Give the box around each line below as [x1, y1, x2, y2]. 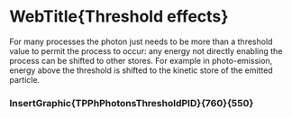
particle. [9, 74, 41, 85]
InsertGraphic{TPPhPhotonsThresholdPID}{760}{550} [9, 96, 254, 109]
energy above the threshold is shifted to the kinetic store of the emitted [9, 65, 273, 76]
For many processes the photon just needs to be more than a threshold [9, 36, 273, 47]
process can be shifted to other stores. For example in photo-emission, [9, 55, 273, 66]
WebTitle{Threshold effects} [9, 6, 229, 27]
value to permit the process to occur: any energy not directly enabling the [9, 45, 283, 56]
